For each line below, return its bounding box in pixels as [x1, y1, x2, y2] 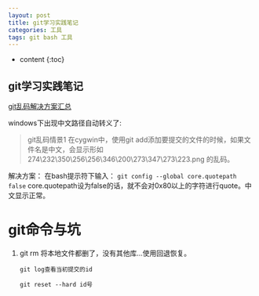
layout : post [8, 11, 51, 20]
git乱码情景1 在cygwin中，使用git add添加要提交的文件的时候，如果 [27, 135, 245, 145]
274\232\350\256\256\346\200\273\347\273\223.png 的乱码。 [27, 154, 234, 164]
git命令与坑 [8, 221, 81, 239]
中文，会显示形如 [48, 145, 104, 154]
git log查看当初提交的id [19, 265, 93, 273]
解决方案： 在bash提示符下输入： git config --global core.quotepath [8, 171, 237, 181]
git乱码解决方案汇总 [8, 102, 72, 111]
